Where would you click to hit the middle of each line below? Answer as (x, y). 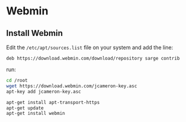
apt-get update (25, 108)
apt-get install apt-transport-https (53, 102)
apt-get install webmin (36, 114)
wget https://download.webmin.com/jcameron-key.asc (72, 86)
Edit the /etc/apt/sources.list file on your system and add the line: (90, 47)
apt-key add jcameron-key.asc (44, 91)
